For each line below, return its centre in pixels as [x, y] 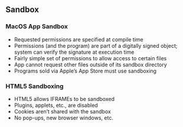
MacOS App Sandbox [37, 27]
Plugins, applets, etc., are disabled [56, 105]
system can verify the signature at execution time [74, 52]
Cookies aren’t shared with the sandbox [63, 111]
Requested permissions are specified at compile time [79, 39]
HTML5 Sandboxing [35, 86]
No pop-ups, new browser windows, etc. [63, 118]
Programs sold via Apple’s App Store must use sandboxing [85, 71]
